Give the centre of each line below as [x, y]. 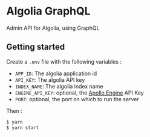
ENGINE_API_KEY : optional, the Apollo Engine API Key [79, 93]
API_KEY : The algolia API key [50, 79]
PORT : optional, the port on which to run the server [77, 99]
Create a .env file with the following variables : [64, 61]
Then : [14, 111]
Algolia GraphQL [48, 11]
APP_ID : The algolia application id [56, 73]
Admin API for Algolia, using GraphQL [53, 28]
